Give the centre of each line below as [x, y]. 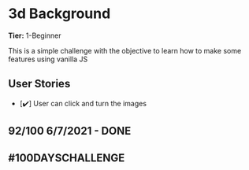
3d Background [59, 14]
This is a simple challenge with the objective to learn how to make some [125, 50]
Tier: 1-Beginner [35, 35]
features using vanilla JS [48, 59]
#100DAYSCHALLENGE [67, 158]
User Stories [39, 84]
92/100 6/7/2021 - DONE [70, 131]
